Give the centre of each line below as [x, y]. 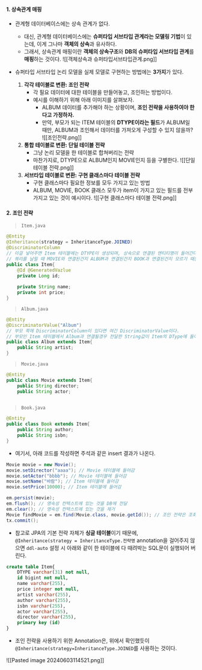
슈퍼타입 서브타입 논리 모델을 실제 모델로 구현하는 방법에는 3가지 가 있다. [99, 72]
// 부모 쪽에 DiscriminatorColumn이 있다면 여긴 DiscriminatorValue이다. [93, 331]
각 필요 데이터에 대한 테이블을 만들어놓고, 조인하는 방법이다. [103, 92]
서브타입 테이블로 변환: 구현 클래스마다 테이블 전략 [82, 175]
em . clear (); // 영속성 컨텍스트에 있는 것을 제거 [61, 509]
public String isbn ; [43, 435]
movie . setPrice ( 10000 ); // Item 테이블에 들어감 [64, 487]
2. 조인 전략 [20, 213]
